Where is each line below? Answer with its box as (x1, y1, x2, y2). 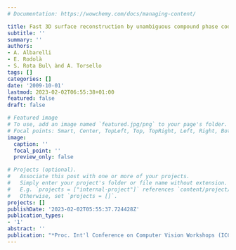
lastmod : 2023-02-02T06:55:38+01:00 (7, 89, 114, 96)
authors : (7, 43, 33, 50)
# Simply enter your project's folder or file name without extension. (7, 180, 228, 187)
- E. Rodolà (7, 56, 42, 63)
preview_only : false (13, 154, 74, 161)
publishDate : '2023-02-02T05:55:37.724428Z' (7, 206, 140, 213)
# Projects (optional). (7, 166, 77, 173)
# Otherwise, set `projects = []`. (7, 192, 118, 199)
